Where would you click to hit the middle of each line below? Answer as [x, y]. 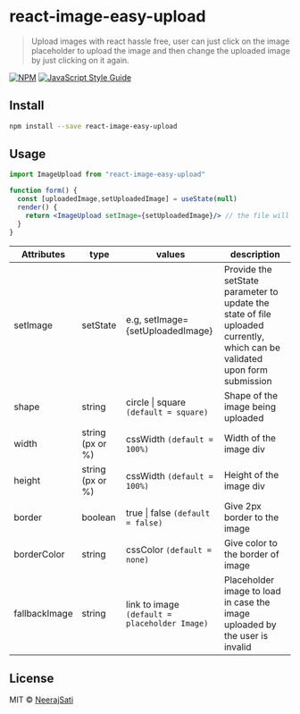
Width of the [250, 438]
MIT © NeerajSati [42, 700]
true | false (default [168, 513]
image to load [252, 591]
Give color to [251, 542]
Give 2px [242, 506]
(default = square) [167, 412]
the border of [251, 554]
